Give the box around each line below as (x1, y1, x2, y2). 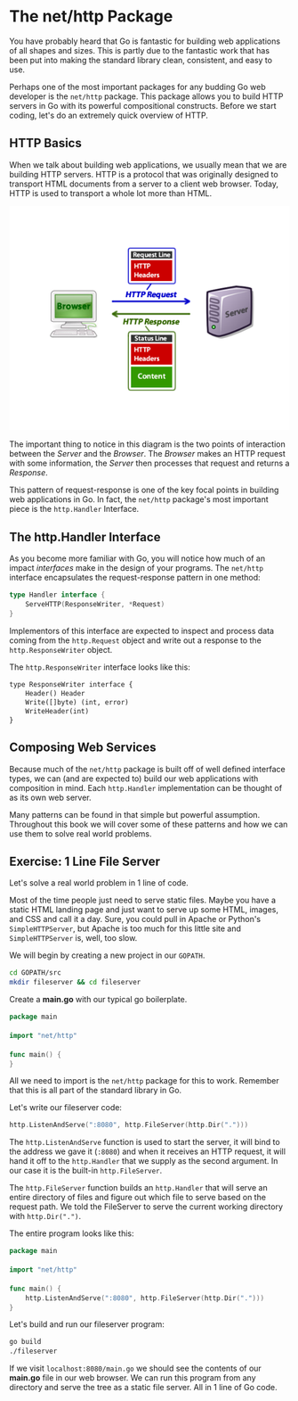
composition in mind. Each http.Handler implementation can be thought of (9, 782, 283, 793)
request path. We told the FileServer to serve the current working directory (9, 1201, 283, 1212)
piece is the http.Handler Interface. (9, 504, 140, 515)
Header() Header (25, 688, 86, 697)
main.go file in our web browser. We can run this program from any (9, 1372, 256, 1383)
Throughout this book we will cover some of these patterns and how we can (9, 819, 288, 829)
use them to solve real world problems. (9, 828, 153, 839)
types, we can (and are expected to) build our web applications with (9, 773, 259, 784)
